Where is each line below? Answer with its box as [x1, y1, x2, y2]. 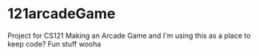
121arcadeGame [7, 5, 116, 23]
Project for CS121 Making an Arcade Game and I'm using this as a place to [7, 31, 251, 40]
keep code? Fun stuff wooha [7, 39, 102, 48]
